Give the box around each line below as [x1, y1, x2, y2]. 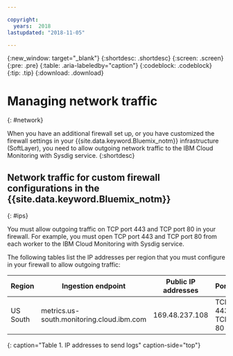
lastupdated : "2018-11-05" [7, 29, 85, 36]
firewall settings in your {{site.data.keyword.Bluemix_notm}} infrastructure [7, 136, 219, 145]
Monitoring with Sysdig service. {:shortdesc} [7, 152, 135, 160]
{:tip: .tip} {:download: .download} [7, 69, 104, 77]
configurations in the [7, 182, 100, 194]
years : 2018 [13, 22, 51, 30]
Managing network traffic [7, 93, 158, 109]
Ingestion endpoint [61, 281, 126, 291]
